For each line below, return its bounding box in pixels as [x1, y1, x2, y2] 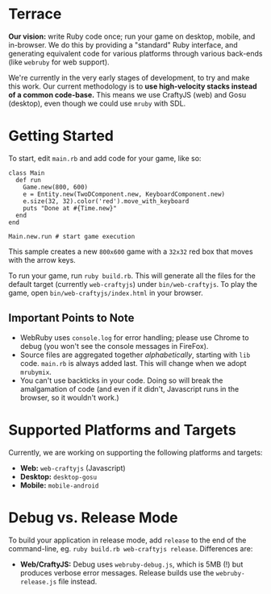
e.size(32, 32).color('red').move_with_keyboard [23, 197, 190, 206]
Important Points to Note [8, 311, 135, 325]
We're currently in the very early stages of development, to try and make [8, 73, 250, 82]
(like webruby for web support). [8, 57, 110, 67]
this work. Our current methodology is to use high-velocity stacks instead [8, 81, 257, 91]
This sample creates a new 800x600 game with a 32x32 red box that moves [8, 247, 253, 256]
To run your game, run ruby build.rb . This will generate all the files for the [8, 271, 256, 280]
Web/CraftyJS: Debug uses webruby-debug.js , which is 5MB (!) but [19, 559, 244, 569]
